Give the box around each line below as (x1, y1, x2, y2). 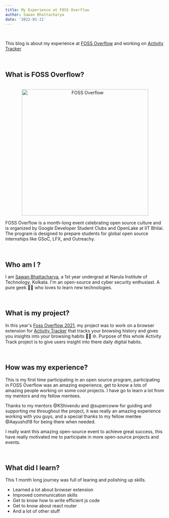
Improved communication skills (12, 492, 77, 498)
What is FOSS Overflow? (5, 70, 85, 79)
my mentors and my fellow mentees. (5, 393, 81, 399)
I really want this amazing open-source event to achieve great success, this (5, 428, 163, 435)
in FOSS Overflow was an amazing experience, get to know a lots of (5, 382, 147, 388)
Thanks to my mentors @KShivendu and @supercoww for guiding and (5, 402, 152, 408)
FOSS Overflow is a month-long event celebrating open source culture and (5, 220, 161, 226)
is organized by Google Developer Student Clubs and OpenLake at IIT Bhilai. (5, 225, 164, 231)
